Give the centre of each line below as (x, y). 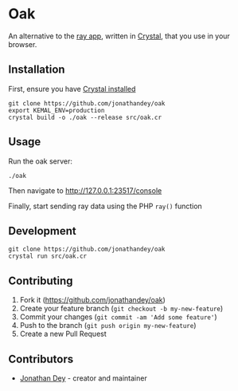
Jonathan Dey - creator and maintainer (83, 378)
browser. (23, 44)
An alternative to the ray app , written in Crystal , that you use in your (119, 36)
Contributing (41, 280)
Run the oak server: (41, 161)
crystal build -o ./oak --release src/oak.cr (85, 117)
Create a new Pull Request (63, 334)
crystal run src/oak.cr (48, 256)
